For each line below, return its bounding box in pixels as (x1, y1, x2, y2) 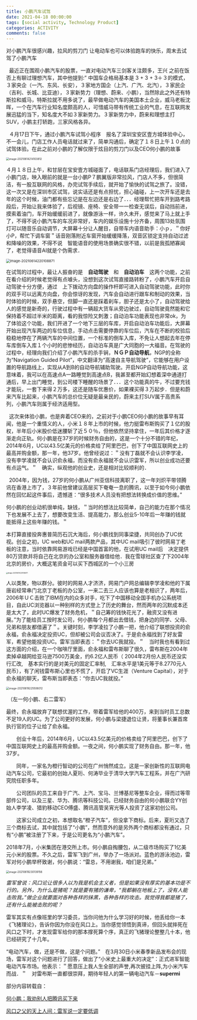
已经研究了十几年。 (6, 936, 53, 943)
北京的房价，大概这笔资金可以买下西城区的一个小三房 (6, 560, 134, 567)
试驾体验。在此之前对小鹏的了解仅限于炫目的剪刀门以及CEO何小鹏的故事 (6, 145, 181, 152)
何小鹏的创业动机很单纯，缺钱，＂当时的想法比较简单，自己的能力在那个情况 (6, 504, 191, 511)
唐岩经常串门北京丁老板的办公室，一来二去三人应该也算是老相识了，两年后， (6, 587, 191, 594)
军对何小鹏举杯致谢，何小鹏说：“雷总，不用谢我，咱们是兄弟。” (6, 858, 157, 865)
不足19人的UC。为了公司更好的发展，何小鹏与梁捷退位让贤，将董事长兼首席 (6, 716, 188, 723)
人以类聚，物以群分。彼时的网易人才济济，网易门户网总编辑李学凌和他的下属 (6, 580, 191, 587)
